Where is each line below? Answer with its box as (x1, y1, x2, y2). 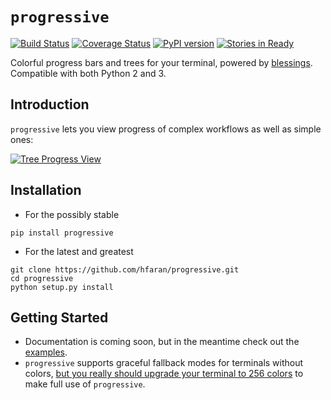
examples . (24, 346, 68, 358)
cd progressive (10, 273, 74, 283)
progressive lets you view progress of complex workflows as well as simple (10, 123, 322, 135)
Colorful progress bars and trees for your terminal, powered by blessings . (10, 56, 313, 68)
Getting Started (10, 309, 109, 326)
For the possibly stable (24, 208, 120, 220)
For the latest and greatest (24, 245, 134, 257)
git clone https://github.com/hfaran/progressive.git (10, 264, 240, 275)
